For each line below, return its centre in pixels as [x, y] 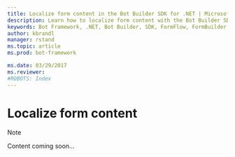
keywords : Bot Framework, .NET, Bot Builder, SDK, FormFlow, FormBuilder [117, 27]
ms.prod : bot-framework [42, 53]
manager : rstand [31, 40]
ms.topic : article [34, 46]
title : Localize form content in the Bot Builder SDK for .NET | [104, 14]
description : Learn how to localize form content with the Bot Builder [114, 20]
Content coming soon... [41, 146]
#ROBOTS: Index [29, 78]
